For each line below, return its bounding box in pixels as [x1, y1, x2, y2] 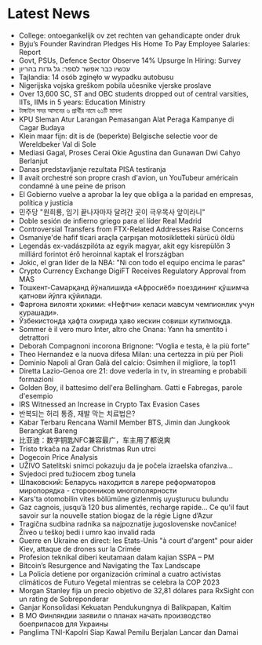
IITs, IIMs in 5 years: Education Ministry [18, 97, 146, 107]
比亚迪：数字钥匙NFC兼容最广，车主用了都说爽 [18, 435, 171, 444]
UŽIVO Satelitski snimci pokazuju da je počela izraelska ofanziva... [18, 461, 233, 470]
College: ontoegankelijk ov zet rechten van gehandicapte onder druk [18, 31, 241, 40]
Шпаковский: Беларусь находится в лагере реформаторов [18, 477, 217, 486]
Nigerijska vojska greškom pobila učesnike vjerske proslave [18, 80, 212, 90]
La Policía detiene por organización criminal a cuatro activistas [18, 569, 221, 578]
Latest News [7, 5, 91, 23]
